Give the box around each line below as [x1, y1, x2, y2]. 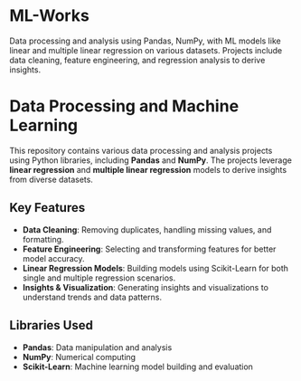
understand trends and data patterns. [22, 291, 163, 302]
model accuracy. [22, 252, 85, 263]
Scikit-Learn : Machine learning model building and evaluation [22, 361, 253, 372]
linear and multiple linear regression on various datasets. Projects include [9, 44, 283, 55]
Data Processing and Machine [9, 96, 240, 117]
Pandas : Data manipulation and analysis [22, 341, 173, 353]
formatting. [22, 233, 65, 244]
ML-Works [9, 5, 90, 26]
